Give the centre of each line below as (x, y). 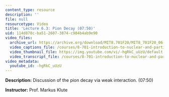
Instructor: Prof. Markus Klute (36, 90)
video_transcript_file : (34, 57)
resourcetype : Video (27, 24)
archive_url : (23, 43)
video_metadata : (22, 61)
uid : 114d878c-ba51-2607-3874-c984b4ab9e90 (52, 33)
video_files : (19, 38)
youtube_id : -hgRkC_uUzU (36, 66)
